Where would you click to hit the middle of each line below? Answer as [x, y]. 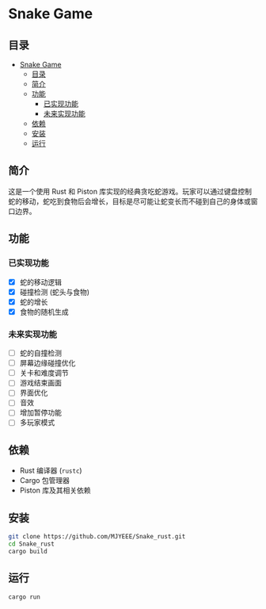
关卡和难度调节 [44, 373]
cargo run [25, 597]
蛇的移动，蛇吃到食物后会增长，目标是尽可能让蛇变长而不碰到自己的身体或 [129, 201]
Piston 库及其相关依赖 [55, 490]
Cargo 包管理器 [44, 481]
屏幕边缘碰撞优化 [47, 363]
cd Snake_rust [32, 544]
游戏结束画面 [40, 383]
